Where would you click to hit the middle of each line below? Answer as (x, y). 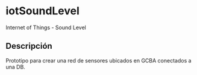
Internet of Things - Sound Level (46, 27)
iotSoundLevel (42, 11)
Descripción (29, 46)
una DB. (15, 67)
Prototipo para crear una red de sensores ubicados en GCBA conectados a (98, 60)
